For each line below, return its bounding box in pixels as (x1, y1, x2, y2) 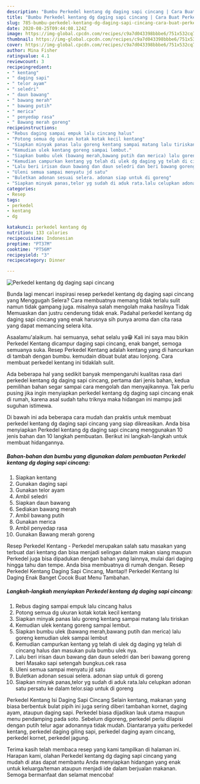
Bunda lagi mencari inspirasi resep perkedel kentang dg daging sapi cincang (7, 291, 194, 298)
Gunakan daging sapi (15, 480, 68, 488)
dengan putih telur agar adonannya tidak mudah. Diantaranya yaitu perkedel (7, 721, 193, 729)
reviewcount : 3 (7, 58, 45, 64)
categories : (7, 186, 36, 192)
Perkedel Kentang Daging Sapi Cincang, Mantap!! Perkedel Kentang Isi (7, 568, 179, 575)
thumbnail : (7, 36, 34, 42)
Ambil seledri (15, 493, 48, 500)
